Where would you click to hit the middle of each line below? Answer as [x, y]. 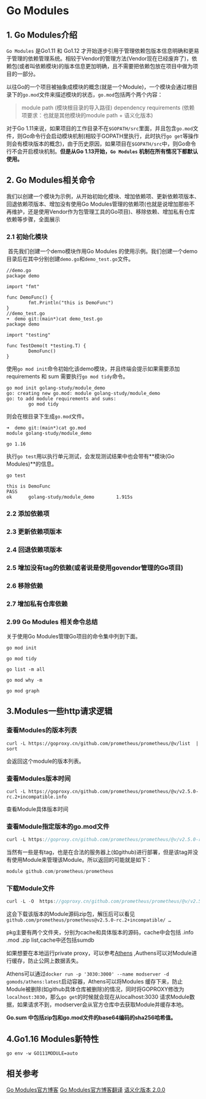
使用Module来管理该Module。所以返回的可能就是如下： [82, 860]
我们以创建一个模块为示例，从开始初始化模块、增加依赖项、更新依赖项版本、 [103, 196]
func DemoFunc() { [30, 298]
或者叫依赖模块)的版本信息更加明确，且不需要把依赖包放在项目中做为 [106, 66]
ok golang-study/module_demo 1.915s [70, 497]
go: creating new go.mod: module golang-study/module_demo [83, 394]
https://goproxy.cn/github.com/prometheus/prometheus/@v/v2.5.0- [114, 791]
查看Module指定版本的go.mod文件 [58, 826]
